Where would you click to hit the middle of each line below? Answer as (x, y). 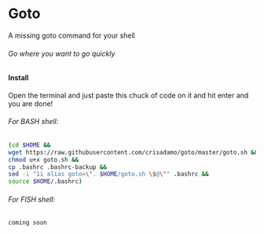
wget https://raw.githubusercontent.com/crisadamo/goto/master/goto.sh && (133, 152)
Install (18, 78)
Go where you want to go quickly (62, 53)
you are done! (31, 104)
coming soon (27, 223)
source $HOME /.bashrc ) (45, 181)
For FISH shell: (32, 199)
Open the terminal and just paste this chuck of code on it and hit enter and (128, 95)
